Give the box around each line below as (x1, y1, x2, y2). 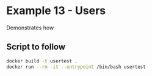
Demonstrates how (6, 24, 54, 31)
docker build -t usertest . (6, 58, 78, 64)
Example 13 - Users (6, 4, 106, 18)
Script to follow (6, 42, 66, 52)
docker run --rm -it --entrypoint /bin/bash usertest (6, 64, 147, 70)
